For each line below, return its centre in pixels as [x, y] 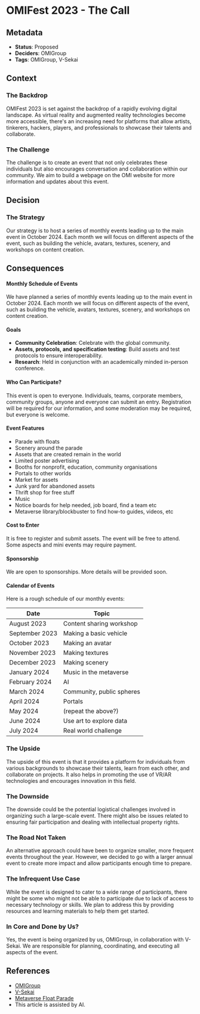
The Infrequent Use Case [43, 879]
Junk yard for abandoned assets [55, 486]
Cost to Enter [23, 525]
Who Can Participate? [34, 382]
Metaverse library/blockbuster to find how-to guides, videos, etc [94, 511]
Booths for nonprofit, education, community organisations [86, 467]
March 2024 [27, 692]
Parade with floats [37, 441]
